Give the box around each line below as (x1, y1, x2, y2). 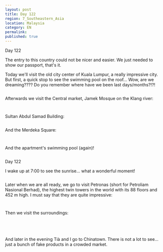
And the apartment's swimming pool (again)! (5, 145, 94, 151)
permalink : (5, 30, 27, 34)
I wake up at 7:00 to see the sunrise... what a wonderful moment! (5, 168, 135, 174)
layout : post (5, 7, 32, 12)
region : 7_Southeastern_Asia (5, 16, 64, 21)
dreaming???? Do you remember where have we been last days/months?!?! (5, 82, 156, 87)
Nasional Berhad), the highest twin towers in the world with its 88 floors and (5, 186, 157, 192)
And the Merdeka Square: (5, 127, 57, 133)
